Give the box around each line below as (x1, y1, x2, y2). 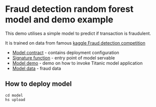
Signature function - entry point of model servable (12, 54, 115, 60)
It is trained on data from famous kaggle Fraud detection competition (5, 40, 146, 46)
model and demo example (5, 14, 113, 25)
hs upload (5, 97, 26, 102)
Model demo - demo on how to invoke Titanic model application (12, 60, 143, 66)
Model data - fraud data (12, 65, 61, 71)
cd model (5, 93, 23, 98)
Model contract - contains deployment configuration (12, 50, 120, 55)
